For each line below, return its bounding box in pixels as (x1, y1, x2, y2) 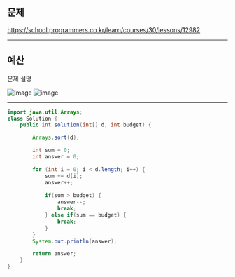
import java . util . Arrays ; (7, 108, 83, 116)
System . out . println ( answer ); (32, 238, 117, 245)
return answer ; (32, 250, 77, 257)
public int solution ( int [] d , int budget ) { (20, 121, 152, 128)
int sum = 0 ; (32, 147, 71, 154)
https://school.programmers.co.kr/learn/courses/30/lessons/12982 (7, 25, 201, 34)
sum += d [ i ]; (44, 173, 83, 180)
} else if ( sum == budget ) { (44, 212, 127, 219)
